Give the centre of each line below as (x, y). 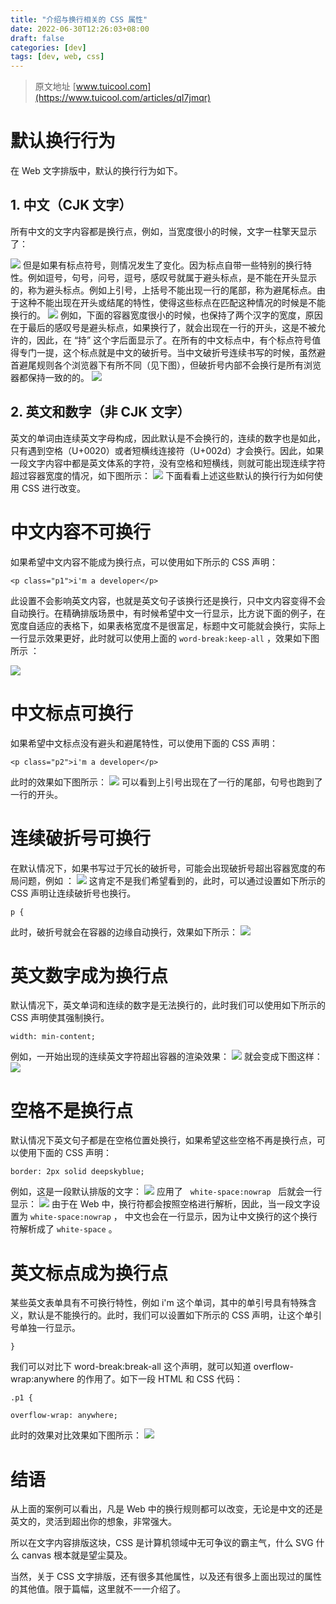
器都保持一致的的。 (50, 377)
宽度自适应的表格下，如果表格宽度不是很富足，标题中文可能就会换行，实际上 (168, 625)
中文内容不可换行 (81, 532)
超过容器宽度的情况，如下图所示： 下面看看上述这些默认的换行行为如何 (162, 475)
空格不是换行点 (72, 1110)
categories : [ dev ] (48, 47)
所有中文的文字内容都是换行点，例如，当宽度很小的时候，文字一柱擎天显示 (163, 231)
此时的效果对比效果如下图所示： (76, 1435)
